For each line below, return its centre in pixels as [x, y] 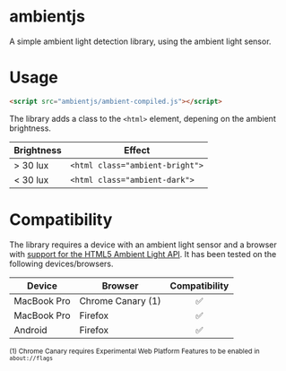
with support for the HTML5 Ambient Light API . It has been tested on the [143, 254]
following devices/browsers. [61, 263]
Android [30, 330]
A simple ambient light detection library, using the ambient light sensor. [140, 41]
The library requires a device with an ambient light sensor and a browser [143, 245]
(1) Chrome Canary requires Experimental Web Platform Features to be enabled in [134, 351]
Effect [137, 150]
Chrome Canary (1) [120, 300]
